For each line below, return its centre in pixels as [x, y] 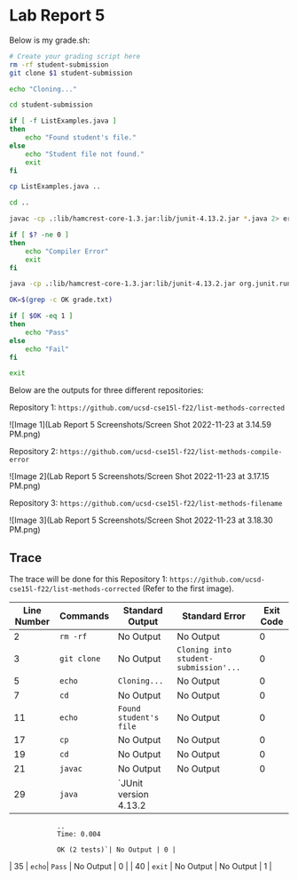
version [133, 795]
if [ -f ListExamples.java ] [63, 121]
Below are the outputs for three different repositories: [106, 390]
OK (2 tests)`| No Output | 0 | [116, 850]
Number [32, 621]
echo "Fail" [47, 349]
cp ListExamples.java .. [55, 187]
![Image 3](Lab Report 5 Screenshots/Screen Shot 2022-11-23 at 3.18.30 [141, 520]
